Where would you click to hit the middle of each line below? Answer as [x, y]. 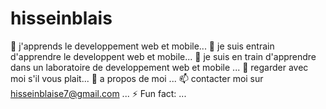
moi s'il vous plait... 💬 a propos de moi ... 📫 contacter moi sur [137, 78]
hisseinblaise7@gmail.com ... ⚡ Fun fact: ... [98, 93]
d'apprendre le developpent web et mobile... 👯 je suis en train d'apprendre [163, 56]
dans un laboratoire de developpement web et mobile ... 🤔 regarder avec [159, 67]
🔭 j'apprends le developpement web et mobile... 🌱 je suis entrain [142, 46]
